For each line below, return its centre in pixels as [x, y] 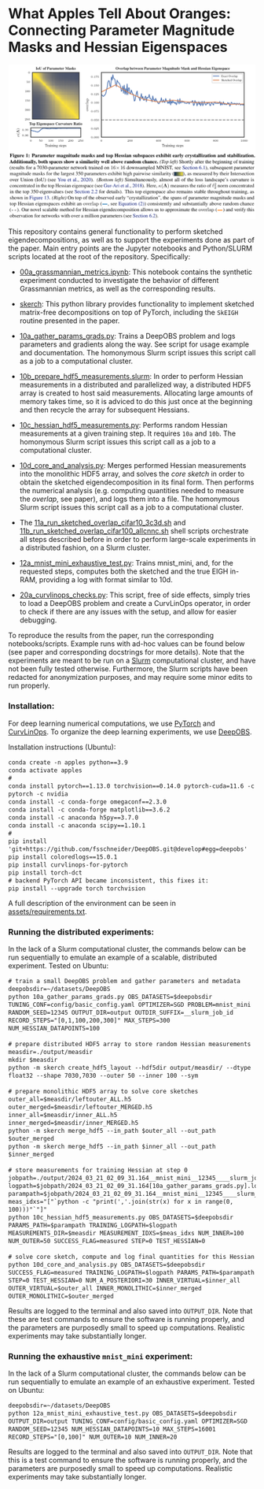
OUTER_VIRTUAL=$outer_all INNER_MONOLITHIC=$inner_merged [105, 1289]
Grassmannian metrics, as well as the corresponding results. [117, 289]
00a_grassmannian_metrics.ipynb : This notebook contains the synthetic [136, 272]
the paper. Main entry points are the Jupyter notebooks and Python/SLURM [130, 248]
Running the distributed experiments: [81, 932]
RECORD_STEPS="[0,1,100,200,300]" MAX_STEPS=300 [89, 1021]
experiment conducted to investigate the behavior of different [119, 280]
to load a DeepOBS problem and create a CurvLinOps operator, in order [135, 603]
